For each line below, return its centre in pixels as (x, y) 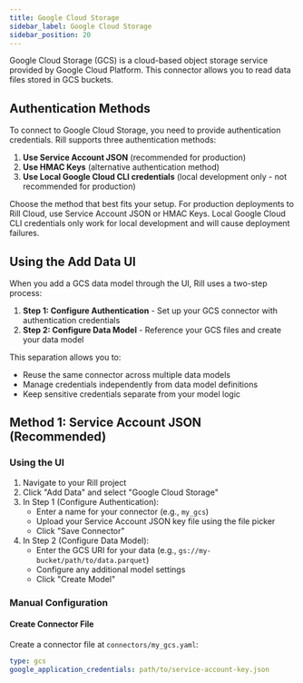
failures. (24, 233)
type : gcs (28, 661)
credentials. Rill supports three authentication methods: (113, 140)
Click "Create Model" (76, 579)
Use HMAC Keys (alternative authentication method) (121, 167)
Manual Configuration (59, 602)
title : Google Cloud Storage (64, 18)
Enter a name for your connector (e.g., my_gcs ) (122, 511)
